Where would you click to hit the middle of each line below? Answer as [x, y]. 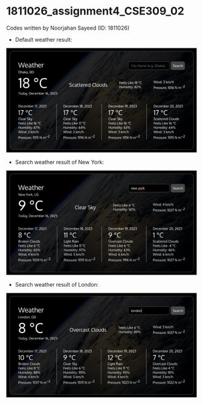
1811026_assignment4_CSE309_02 [95, 11]
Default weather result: [43, 39]
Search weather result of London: [57, 285]
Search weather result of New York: [60, 162]
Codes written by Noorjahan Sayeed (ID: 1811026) [68, 28]
